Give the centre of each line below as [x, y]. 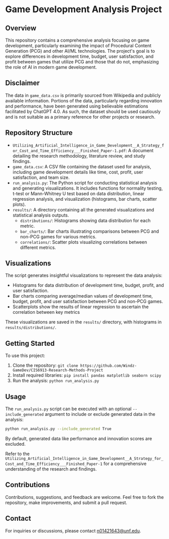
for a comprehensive [125, 463]
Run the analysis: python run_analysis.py [56, 381]
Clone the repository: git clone [45, 366]
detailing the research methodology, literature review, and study [79, 156]
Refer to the [17, 454]
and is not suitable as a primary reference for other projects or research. [80, 117]
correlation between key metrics [46, 312]
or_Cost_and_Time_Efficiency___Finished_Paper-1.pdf [69, 151]
